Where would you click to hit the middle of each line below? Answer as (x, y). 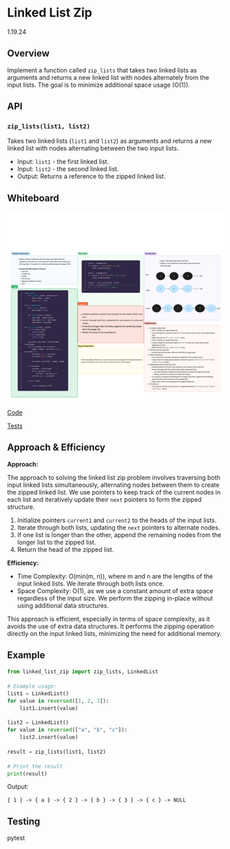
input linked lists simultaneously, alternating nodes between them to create (113, 485)
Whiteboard (33, 198)
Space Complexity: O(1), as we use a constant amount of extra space (115, 590)
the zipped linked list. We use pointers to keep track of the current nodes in (114, 492)
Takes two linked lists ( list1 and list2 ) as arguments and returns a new (109, 141)
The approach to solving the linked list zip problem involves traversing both (114, 477)
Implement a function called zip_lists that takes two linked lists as (102, 70)
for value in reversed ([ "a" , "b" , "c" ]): (67, 730)
